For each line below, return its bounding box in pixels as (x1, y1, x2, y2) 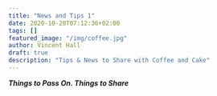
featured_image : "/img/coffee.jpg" (8, 34, 128, 42)
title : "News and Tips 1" (8, 11, 95, 20)
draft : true (8, 49, 48, 57)
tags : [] (8, 26, 38, 34)
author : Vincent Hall (8, 42, 81, 50)
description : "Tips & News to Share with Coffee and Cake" (8, 57, 211, 65)
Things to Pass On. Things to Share (8, 78, 129, 88)
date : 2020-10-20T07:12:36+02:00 (8, 19, 121, 27)
